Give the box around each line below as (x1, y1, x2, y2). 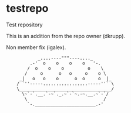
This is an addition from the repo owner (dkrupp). (6, 32, 125, 39)
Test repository (6, 21, 43, 28)
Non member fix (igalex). (6, 43, 66, 51)
